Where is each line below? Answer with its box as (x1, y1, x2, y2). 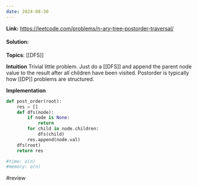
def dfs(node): (17, 109, 54, 115)
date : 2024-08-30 (6, 8, 49, 15)
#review (6, 175, 26, 182)
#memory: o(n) (6, 164, 41, 170)
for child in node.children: (27, 126, 99, 132)
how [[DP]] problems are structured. (6, 75, 95, 83)
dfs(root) (17, 142, 41, 148)
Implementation (6, 87, 46, 94)
